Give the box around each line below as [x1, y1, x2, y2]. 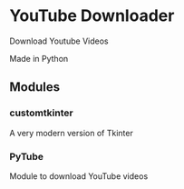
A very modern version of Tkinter [9, 127, 133, 138]
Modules [9, 79, 61, 95]
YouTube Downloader [9, 5, 175, 26]
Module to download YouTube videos [9, 170, 149, 182]
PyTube [9, 150, 44, 163]
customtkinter [9, 106, 74, 119]
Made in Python [9, 53, 69, 64]
